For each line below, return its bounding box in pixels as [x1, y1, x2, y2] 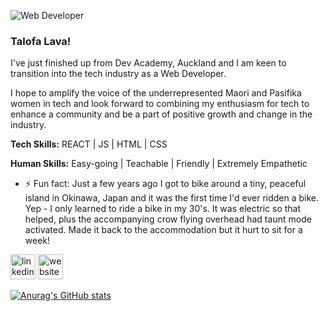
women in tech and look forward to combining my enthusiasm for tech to [10, 98, 310, 110]
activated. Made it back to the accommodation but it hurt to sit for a [24, 224, 303, 236]
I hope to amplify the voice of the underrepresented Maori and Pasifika [10, 87, 302, 99]
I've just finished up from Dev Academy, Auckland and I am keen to [10, 57, 287, 69]
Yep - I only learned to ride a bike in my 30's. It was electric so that [24, 203, 302, 215]
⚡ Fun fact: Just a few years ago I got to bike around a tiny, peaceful [24, 178, 307, 190]
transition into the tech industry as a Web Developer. [10, 68, 227, 80]
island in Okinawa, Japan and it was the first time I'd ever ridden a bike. [24, 192, 320, 204]
